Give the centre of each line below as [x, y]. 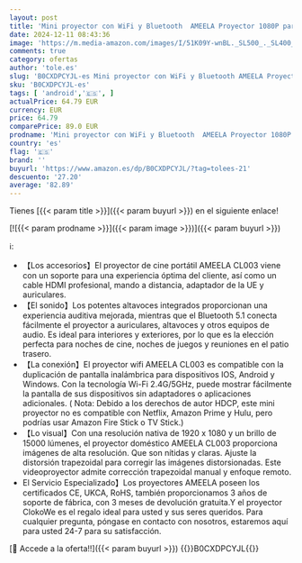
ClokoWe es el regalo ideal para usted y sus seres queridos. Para [142, 512]
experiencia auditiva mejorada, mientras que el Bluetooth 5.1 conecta [150, 315]
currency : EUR [36, 110]
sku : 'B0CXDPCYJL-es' [50, 85]
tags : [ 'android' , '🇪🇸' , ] [62, 93]
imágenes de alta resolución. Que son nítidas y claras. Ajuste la [139, 453]
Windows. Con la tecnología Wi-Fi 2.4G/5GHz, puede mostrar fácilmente [157, 385]
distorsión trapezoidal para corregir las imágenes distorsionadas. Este [151, 463]
